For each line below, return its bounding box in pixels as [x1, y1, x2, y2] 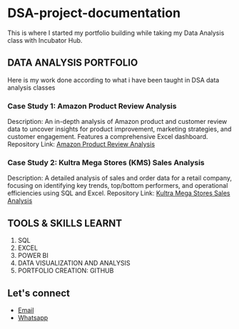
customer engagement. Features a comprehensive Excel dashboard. [7, 132, 208, 141]
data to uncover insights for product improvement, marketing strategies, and [7, 125, 232, 133]
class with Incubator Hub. [7, 36, 83, 44]
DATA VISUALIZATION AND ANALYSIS [17, 258, 131, 268]
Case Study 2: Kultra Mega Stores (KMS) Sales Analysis [7, 157, 205, 167]
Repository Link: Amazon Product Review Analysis [7, 140, 156, 149]
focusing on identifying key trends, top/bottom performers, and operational [7, 182, 228, 190]
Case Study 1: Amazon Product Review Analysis [7, 101, 177, 111]
